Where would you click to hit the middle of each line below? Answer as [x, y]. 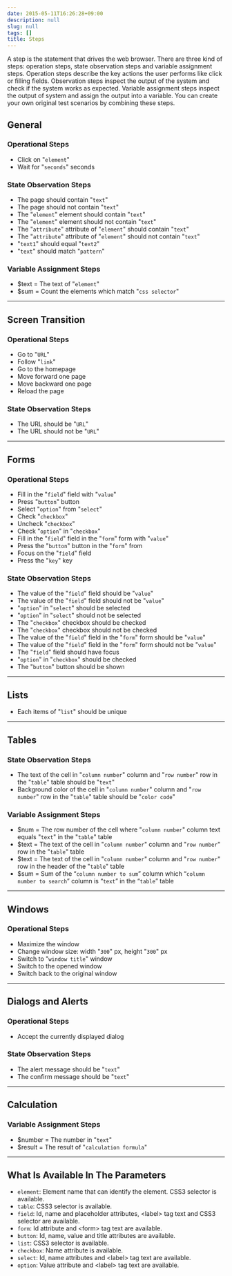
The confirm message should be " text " [73, 1076]
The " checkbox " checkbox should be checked [81, 623]
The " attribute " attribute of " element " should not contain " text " [108, 236]
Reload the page [40, 391]
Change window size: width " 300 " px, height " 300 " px [92, 951]
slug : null [23, 26]
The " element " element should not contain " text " [87, 222]
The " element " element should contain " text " [81, 214]
